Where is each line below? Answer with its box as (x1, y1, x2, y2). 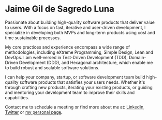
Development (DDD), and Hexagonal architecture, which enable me (19, 60, 153, 65)
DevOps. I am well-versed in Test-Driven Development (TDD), (5, 54, 128, 60)
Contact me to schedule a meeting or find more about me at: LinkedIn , (5, 104, 145, 110)
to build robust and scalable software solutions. (5, 64, 100, 71)
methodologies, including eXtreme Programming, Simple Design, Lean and (5, 49, 153, 55)
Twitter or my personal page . (5, 109, 63, 115)
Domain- (129, 54, 147, 60)
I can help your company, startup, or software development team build (5, 74, 146, 80)
